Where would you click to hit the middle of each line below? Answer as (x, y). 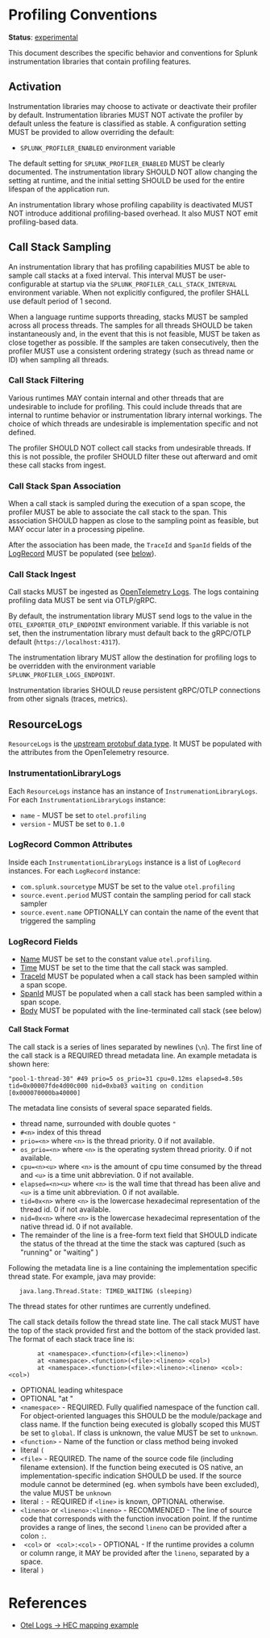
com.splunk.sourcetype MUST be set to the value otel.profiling (127, 886)
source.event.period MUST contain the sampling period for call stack (135, 894)
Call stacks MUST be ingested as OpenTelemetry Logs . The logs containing (134, 592)
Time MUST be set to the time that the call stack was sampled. (124, 968)
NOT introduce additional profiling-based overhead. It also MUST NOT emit (133, 213)
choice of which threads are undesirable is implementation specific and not (133, 423)
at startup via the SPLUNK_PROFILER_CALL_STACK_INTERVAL (145, 283)
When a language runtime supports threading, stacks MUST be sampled (128, 316)
